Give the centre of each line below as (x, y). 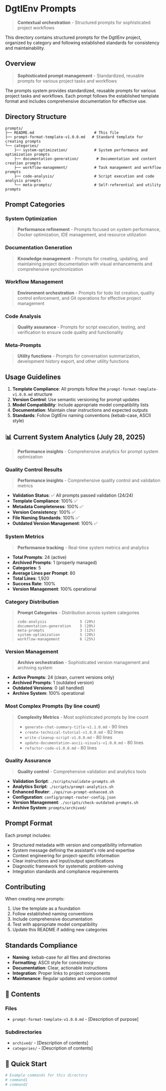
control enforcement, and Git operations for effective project (79, 298)
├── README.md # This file (62, 132)
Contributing (25, 887)
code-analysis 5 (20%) (56, 622)
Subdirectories (24, 1032)
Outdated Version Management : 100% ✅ (55, 524)
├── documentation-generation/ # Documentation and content (85, 159)
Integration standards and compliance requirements (65, 871)
